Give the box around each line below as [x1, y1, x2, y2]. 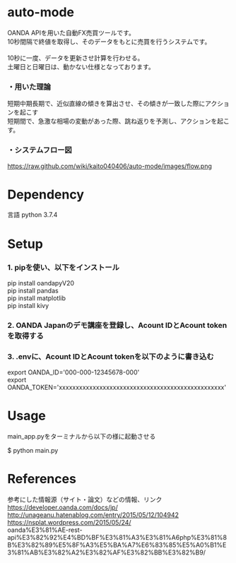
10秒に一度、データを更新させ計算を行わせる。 [7, 54, 144, 62]
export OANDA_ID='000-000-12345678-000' [7, 368, 140, 377]
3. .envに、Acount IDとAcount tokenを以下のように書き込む [7, 351, 214, 361]
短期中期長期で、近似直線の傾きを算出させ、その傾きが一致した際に [7, 100, 206, 108]
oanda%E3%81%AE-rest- [7, 526, 83, 534]
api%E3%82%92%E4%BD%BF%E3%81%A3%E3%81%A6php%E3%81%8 [7, 533, 228, 542]
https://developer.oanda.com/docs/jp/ [7, 503, 118, 512]
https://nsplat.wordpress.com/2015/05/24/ [7, 518, 132, 527]
